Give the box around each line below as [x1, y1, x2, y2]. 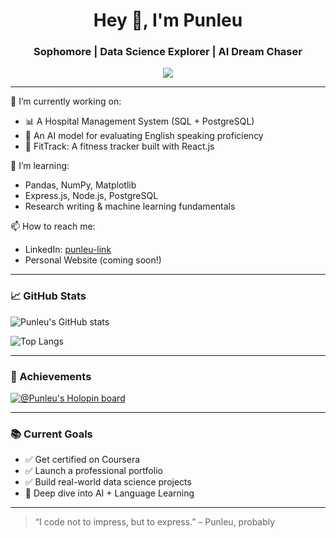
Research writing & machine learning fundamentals [24, 200, 236, 213]
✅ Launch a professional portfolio [24, 465, 163, 477]
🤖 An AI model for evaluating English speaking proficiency [24, 130, 264, 142]
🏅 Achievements [10, 369, 92, 383]
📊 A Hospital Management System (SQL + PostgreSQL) [24, 115, 255, 128]
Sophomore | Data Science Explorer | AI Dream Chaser [33, 45, 303, 59]
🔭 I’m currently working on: [10, 95, 122, 108]
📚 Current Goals [10, 427, 93, 441]
